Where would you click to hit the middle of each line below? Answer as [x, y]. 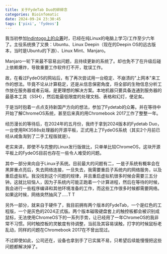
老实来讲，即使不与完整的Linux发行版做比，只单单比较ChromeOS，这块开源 [83, 147]
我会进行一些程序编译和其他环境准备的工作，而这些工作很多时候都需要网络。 [83, 189]
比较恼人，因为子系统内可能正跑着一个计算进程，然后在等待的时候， [92, 182]
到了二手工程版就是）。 [50, 136]
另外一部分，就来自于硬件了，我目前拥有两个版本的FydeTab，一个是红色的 [81, 205]
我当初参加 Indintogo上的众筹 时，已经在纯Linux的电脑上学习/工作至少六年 [80, 38]
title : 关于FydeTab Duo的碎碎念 [37, 10]
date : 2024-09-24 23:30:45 [33, 19]
